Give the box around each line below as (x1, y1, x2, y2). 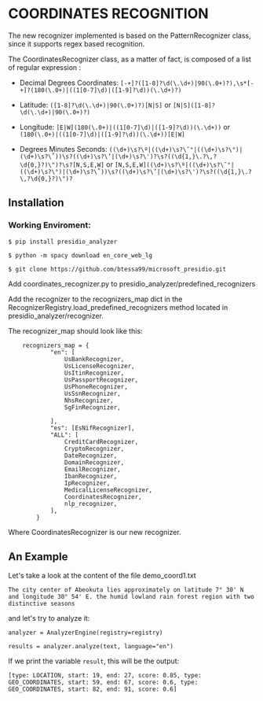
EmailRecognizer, (64, 465, 122, 473)
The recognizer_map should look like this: (8, 326, 143, 335)
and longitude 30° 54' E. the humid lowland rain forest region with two (8, 593, 255, 601)
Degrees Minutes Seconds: (19, 144, 108, 153)
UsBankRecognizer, (64, 355, 125, 363)
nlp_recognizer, (64, 500, 118, 507)
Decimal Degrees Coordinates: (19, 78, 119, 87)
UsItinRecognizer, (64, 369, 125, 377)
